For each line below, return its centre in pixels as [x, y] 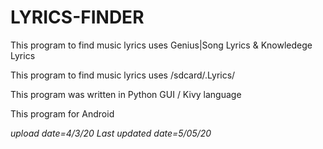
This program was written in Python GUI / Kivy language [126, 94]
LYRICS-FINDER [77, 17]
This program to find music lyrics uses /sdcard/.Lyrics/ [123, 75]
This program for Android [62, 113]
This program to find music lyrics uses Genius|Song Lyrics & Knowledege [161, 45]
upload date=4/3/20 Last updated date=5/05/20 [111, 133]
